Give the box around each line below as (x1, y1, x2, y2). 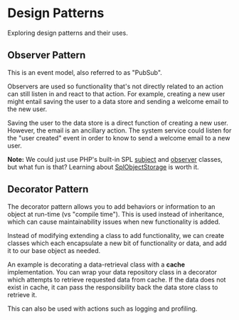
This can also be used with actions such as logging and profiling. (7, 304, 198, 313)
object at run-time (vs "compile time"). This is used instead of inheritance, (7, 210, 225, 218)
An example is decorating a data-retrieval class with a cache (7, 260, 186, 269)
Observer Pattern (7, 49, 86, 61)
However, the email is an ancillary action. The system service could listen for (7, 126, 232, 135)
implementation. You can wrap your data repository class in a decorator (7, 267, 218, 276)
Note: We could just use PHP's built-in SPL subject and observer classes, (7, 155, 223, 163)
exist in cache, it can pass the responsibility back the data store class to (7, 283, 218, 291)
